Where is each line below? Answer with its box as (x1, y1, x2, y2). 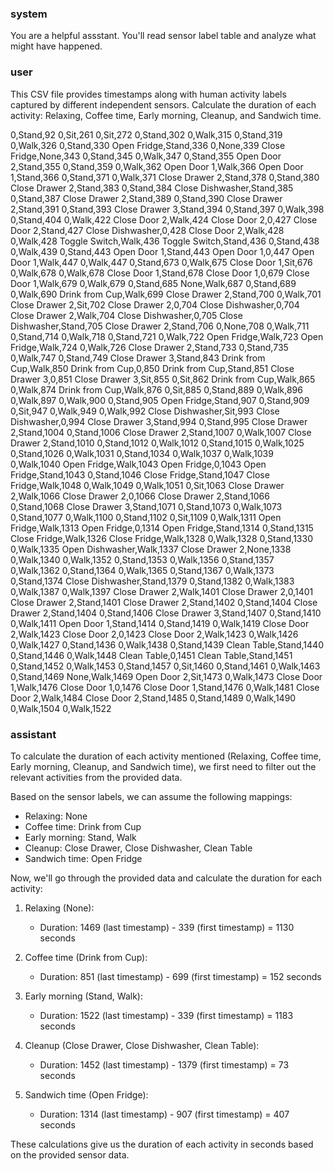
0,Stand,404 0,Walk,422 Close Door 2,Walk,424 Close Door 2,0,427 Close (10, 213, 318, 226)
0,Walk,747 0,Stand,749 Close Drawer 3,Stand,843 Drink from (10, 352, 266, 364)
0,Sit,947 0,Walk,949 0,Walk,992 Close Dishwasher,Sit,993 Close (10, 405, 280, 417)
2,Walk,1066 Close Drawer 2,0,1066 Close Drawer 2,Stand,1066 (10, 490, 270, 502)
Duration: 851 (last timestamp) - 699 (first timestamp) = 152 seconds (39, 970, 322, 982)
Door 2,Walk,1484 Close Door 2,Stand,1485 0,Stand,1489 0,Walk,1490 (10, 692, 297, 704)
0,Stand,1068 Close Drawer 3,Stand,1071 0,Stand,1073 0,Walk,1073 (10, 500, 283, 512)
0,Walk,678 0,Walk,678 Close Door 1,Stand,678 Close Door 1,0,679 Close (10, 267, 310, 279)
